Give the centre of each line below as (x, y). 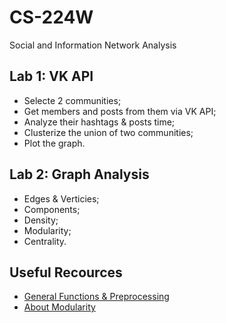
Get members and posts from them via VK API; (120, 111)
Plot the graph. (54, 143)
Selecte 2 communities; (72, 100)
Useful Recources (66, 272)
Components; (52, 209)
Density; (41, 220)
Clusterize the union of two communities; (108, 132)
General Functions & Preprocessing (96, 297)
